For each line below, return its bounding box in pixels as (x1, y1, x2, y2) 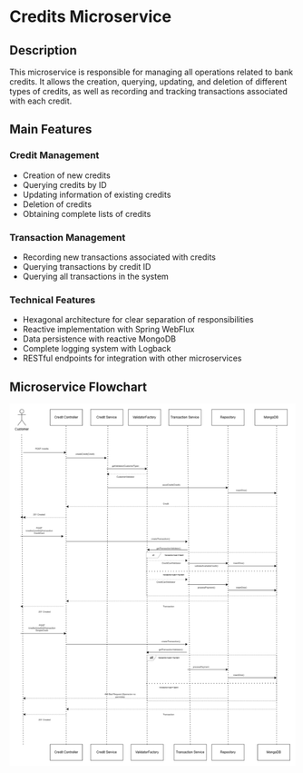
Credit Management (9, 149, 100, 162)
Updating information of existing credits (22, 189, 171, 200)
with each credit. (9, 95, 73, 106)
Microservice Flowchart (9, 379, 148, 394)
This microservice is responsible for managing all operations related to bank (9, 66, 293, 77)
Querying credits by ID (22, 179, 107, 190)
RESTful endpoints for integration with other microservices (22, 352, 242, 364)
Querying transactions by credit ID (22, 261, 151, 272)
